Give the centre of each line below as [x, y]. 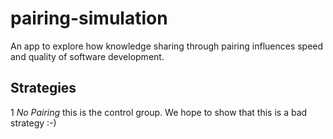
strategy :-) [33, 123]
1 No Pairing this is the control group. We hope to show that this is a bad [159, 112]
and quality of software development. [87, 56]
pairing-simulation [89, 18]
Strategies [43, 88]
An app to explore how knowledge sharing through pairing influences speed [167, 46]
